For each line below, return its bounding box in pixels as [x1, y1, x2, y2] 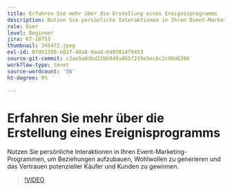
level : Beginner [7, 29, 54, 37]
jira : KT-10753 [7, 36, 51, 43]
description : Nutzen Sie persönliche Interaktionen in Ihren [7, 17, 187, 23]
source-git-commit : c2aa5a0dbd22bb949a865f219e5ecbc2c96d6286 [7, 55, 190, 62]
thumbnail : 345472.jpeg [7, 42, 76, 49]
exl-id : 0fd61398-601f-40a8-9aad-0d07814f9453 [7, 49, 144, 56]
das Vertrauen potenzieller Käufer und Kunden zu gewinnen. [7, 162, 180, 171]
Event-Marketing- [137, 148, 188, 156]
